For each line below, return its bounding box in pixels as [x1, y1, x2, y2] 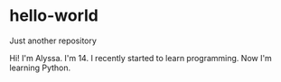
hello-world [9, 5, 99, 26]
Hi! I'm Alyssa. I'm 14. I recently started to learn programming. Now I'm [9, 52, 273, 63]
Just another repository [9, 35, 98, 46]
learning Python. [9, 62, 71, 73]
